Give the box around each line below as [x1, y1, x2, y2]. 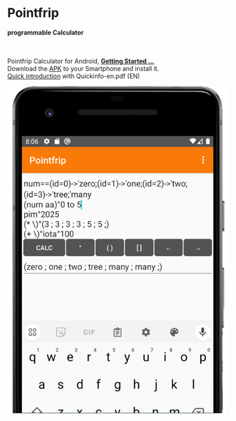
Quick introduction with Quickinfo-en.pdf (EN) [7, 72, 140, 80]
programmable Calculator [7, 28, 84, 37]
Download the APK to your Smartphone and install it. [7, 64, 159, 73]
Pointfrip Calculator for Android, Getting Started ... [7, 56, 155, 65]
